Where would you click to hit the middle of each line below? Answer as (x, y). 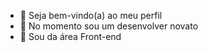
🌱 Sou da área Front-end (70, 36)
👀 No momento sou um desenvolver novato (109, 26)
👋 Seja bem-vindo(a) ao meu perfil (91, 15)
